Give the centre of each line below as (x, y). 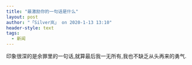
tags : (13, 33)
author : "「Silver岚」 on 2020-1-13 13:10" (59, 22)
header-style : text (30, 28)
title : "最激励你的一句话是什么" (42, 11)
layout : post (22, 17)
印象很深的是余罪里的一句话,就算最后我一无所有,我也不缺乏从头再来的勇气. (97, 56)
